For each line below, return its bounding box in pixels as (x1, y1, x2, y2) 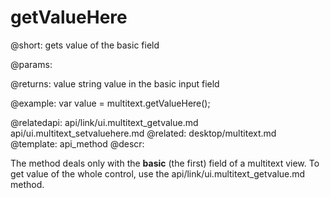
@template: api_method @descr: (10, 137, 145, 150)
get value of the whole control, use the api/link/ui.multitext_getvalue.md (10, 167, 306, 180)
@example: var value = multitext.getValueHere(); (10, 97, 211, 109)
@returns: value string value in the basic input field (10, 77, 220, 90)
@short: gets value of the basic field (10, 39, 160, 51)
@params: (10, 58, 53, 70)
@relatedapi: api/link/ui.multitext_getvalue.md (10, 116, 199, 128)
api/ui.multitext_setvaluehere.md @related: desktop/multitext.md (10, 127, 277, 139)
